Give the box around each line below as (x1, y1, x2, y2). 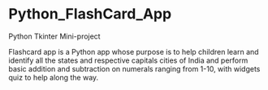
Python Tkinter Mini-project (8, 31, 101, 41)
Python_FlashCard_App (8, 5, 172, 23)
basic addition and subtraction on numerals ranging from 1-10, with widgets (8, 63, 261, 73)
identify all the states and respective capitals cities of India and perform (8, 55, 249, 65)
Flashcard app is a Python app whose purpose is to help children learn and (8, 47, 259, 56)
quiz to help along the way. (8, 72, 99, 82)
